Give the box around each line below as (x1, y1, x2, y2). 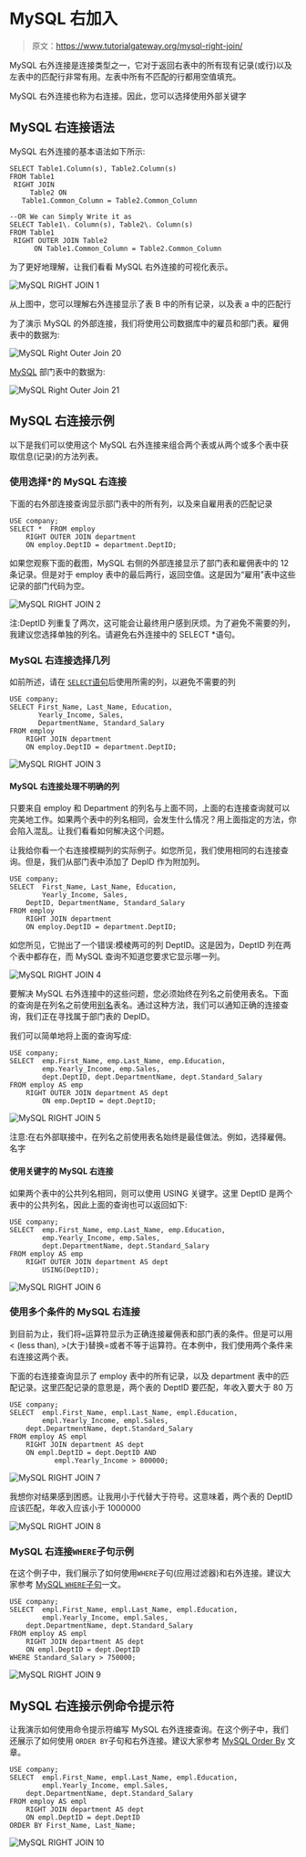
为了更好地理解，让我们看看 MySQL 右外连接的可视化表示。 (9, 261, 234, 272)
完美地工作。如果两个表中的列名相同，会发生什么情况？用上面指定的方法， (9, 814, 289, 825)
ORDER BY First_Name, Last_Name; (9, 1820, 137, 1830)
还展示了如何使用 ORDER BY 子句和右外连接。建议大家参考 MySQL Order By (9, 1735, 285, 1746)
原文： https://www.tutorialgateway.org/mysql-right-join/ (31, 40, 243, 51)
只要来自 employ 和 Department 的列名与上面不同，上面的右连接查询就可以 (9, 803, 291, 814)
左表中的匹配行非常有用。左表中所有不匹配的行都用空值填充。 (9, 70, 241, 82)
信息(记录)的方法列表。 (16, 450, 104, 461)
